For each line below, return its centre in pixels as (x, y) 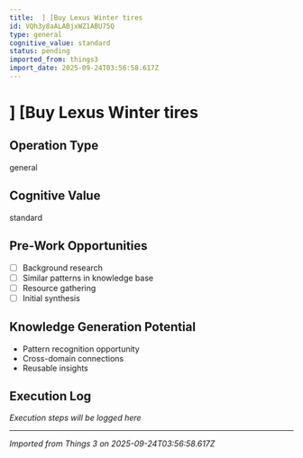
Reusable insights (55, 368)
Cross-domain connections (73, 358)
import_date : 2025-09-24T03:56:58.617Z (84, 69)
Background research (63, 268)
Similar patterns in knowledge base (88, 278)
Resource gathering (59, 288)
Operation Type (54, 146)
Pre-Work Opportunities (78, 246)
